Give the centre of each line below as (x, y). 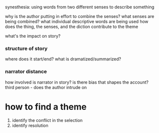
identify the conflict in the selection (47, 120)
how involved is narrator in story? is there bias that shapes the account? (77, 82)
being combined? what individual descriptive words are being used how (77, 22)
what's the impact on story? (33, 36)
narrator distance (26, 72)
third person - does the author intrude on (46, 87)
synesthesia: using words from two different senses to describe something (80, 7)
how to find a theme (46, 107)
